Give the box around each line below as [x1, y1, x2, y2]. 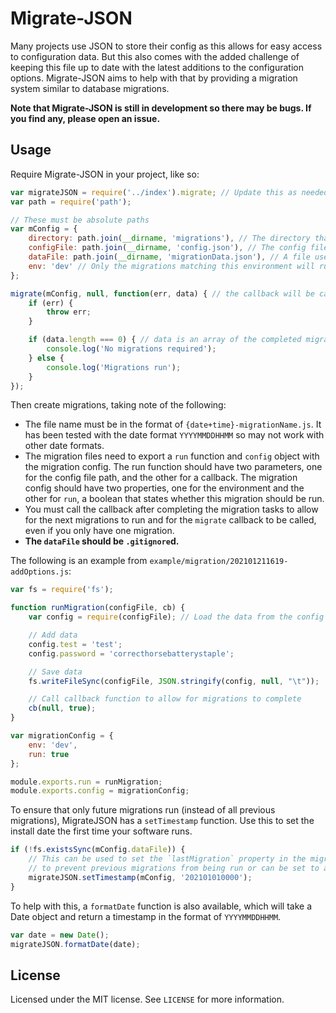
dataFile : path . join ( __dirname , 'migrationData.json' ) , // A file [28, 252, 311, 262]
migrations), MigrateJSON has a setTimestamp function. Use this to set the [10, 815, 315, 827]
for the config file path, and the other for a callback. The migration [24, 472, 298, 484]
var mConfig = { [10, 224, 78, 234]
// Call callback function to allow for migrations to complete [28, 694, 302, 704]
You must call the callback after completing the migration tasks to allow [24, 503, 319, 516]
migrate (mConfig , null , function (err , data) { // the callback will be [10, 288, 315, 299]
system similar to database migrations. [10, 82, 170, 94]
